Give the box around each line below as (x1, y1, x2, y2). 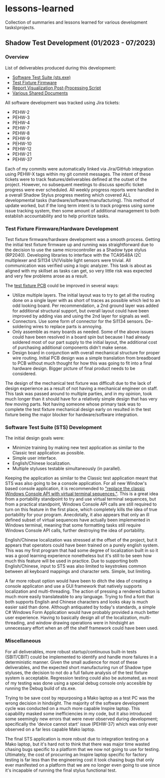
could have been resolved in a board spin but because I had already (12, 334, 150, 340)
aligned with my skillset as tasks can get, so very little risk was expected (5, 268, 152, 273)
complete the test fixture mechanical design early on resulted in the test (5, 406, 151, 412)
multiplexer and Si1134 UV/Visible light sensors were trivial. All (5, 257, 132, 263)
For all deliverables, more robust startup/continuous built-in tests (5, 648, 137, 654)
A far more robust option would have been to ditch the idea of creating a (5, 578, 152, 584)
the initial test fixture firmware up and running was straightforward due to (5, 241, 154, 247)
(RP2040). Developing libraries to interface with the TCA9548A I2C (5, 252, 141, 258)
